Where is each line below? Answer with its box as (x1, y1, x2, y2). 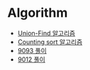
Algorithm (7, 5, 68, 21)
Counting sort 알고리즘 (17, 37, 83, 46)
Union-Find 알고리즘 (17, 29, 76, 37)
